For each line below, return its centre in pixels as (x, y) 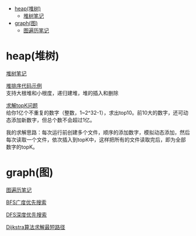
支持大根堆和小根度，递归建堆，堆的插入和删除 (62, 93)
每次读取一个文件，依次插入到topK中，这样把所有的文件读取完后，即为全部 (96, 139)
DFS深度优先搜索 (27, 214)
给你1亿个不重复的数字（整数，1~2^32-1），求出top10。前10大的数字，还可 (95, 112)
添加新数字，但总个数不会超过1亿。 (53, 120)
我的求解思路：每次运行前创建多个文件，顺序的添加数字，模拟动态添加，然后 (98, 132)
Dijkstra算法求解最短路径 (36, 227)
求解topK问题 (22, 105)
